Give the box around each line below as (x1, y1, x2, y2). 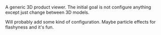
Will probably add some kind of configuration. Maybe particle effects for (5, 19, 156, 25)
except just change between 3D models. (5, 9, 90, 15)
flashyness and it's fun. (5, 24, 54, 30)
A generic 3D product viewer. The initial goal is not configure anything (5, 4, 151, 10)
